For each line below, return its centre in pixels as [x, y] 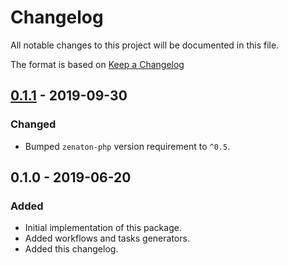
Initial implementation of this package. [103, 228]
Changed [33, 124]
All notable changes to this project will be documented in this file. [145, 45]
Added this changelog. [71, 249]
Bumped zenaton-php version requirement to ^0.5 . [127, 146]
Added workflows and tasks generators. [107, 238]
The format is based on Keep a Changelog [97, 64]
